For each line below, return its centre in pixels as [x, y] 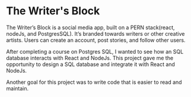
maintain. [17, 88]
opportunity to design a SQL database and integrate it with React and [90, 64]
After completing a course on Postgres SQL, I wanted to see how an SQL [95, 51]
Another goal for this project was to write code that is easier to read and [94, 82]
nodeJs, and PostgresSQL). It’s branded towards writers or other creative [95, 33]
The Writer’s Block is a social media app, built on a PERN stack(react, [90, 27]
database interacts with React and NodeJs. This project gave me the [90, 58]
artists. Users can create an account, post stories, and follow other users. [96, 40]
